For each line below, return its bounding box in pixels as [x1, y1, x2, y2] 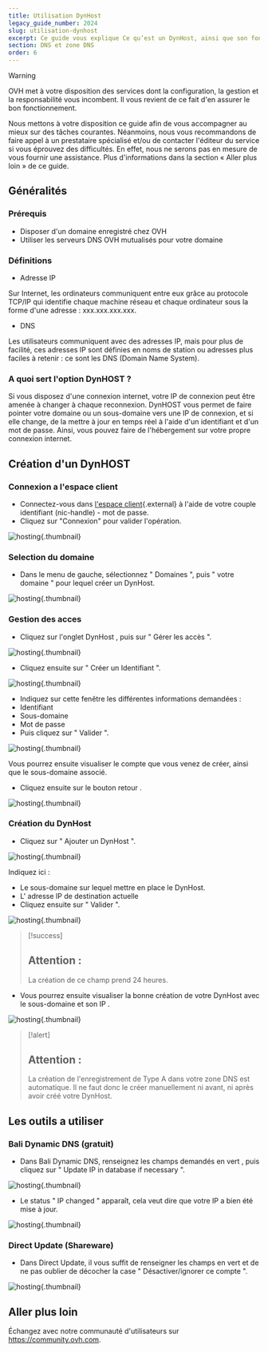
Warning [8, 71, 36, 80]
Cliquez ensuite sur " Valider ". [19, 900, 120, 909]
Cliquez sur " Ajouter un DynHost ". [19, 836, 136, 845]
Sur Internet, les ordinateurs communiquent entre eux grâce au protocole [8, 288, 249, 298]
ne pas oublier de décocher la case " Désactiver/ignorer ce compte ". [19, 1267, 248, 1276]
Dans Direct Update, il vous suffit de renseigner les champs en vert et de [19, 1258, 259, 1267]
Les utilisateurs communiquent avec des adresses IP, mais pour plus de [8, 336, 243, 346]
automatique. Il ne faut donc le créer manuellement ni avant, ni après [27, 1083, 254, 1092]
